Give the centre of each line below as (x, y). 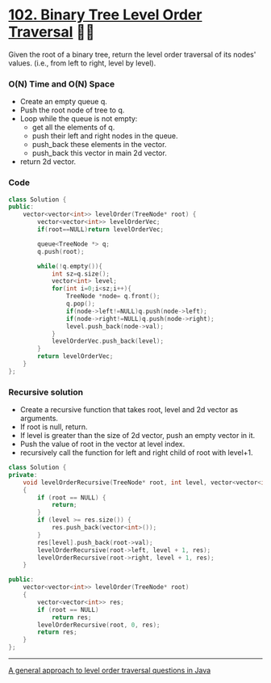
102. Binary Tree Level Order (105, 15)
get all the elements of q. (73, 128)
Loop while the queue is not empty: (79, 119)
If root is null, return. (54, 427)
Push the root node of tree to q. (72, 110)
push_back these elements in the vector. (99, 145)
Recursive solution (46, 392)
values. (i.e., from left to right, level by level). (82, 63)
